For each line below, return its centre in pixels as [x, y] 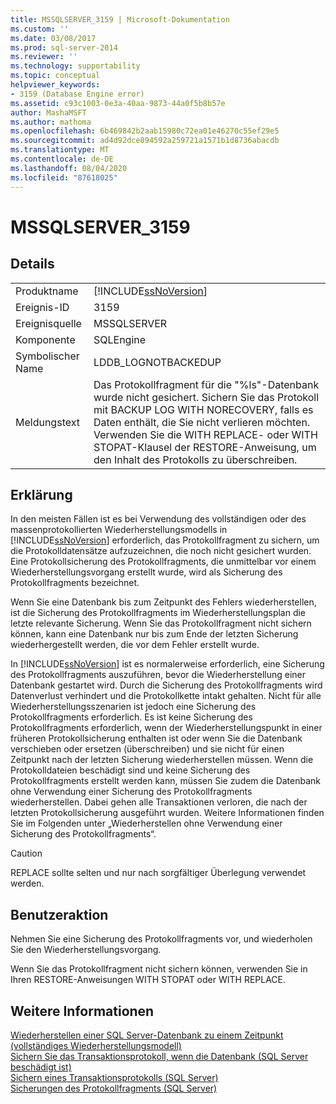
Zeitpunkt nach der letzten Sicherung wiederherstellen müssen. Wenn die [162, 760]
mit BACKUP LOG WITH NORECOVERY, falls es [203, 409]
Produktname [47, 291]
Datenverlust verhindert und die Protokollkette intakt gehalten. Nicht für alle [166, 696]
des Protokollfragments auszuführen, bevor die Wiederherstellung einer [158, 675]
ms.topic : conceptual [55, 76]
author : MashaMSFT [48, 112]
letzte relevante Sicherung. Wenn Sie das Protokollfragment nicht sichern [161, 623]
